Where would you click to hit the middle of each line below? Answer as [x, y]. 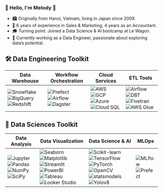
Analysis [21, 144]
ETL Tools [141, 78]
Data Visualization [62, 141]
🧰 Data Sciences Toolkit [41, 125]
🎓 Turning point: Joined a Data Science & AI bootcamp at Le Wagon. [81, 31]
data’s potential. [28, 43]
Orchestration [67, 81]
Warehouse [25, 81]
